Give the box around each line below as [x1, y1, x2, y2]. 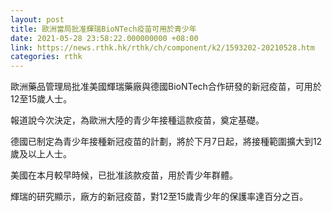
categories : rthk [10, 52, 83, 62]
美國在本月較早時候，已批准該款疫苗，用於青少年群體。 [10, 169, 238, 181]
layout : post [10, 14, 65, 25]
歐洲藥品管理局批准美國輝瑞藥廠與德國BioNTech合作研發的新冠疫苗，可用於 [10, 81, 322, 93]
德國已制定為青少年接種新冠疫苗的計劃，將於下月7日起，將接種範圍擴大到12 [10, 136, 323, 148]
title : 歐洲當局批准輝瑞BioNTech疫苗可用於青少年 [10, 24, 197, 34]
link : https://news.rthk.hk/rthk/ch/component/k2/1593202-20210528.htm [10, 42, 315, 53]
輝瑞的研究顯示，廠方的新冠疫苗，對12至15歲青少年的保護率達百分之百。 [10, 191, 309, 203]
